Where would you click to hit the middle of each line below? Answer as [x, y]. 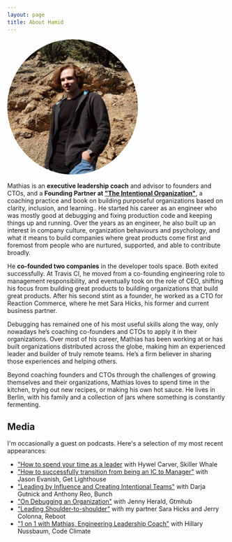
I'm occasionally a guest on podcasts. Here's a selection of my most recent [115, 444]
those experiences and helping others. [63, 361]
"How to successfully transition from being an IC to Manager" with [113, 472]
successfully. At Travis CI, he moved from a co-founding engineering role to [116, 274]
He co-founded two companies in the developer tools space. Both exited [113, 266]
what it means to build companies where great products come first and [109, 238]
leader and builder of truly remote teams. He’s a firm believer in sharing [109, 354]
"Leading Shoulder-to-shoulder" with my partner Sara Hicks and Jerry [118, 509]
